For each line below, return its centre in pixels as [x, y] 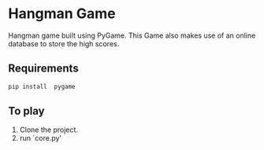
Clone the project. [49, 130]
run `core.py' [41, 138]
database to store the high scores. [64, 43]
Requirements [43, 69]
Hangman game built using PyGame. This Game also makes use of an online [132, 35]
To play [26, 111]
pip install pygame [42, 86]
